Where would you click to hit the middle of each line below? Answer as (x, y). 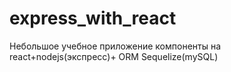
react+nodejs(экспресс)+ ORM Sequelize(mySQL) (114, 56)
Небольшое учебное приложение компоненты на (115, 46)
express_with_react (93, 18)
